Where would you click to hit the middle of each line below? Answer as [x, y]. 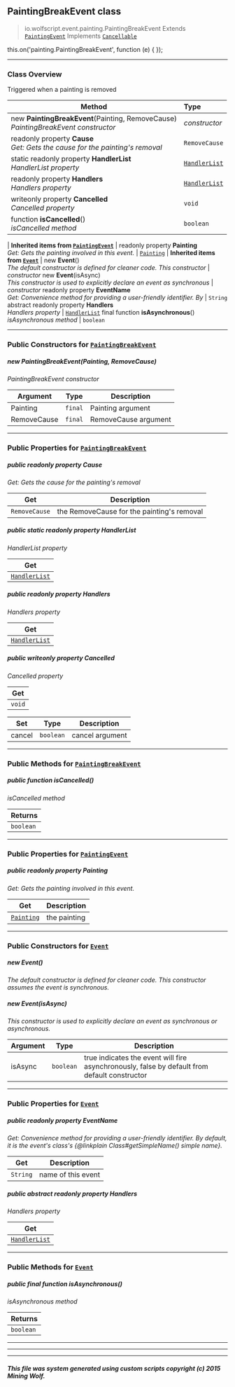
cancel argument [99, 735]
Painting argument [120, 408]
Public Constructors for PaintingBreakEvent [82, 345]
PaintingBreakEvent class [64, 12]
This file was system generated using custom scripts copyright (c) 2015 [114, 1368]
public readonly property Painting [58, 870]
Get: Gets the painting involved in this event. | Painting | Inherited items [111, 253]
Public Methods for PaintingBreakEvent [74, 763]
